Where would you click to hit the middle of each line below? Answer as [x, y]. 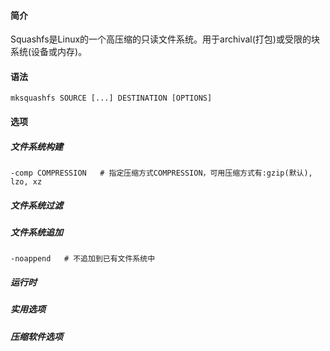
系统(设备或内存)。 [49, 52]
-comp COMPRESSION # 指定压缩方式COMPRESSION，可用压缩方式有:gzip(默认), [161, 173]
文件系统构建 [36, 146]
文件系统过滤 [36, 205]
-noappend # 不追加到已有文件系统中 [83, 259]
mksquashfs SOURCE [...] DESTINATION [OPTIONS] [111, 98]
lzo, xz [26, 181]
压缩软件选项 [36, 336]
